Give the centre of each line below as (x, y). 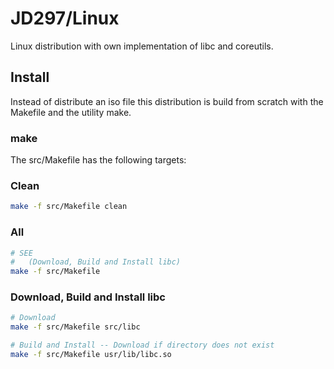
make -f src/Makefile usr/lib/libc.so (91, 355)
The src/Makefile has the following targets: (98, 160)
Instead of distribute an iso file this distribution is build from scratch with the (167, 101)
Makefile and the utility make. (71, 112)
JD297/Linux (65, 18)
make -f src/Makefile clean (69, 207)
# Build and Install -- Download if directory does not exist (142, 345)
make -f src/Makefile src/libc (75, 327)
